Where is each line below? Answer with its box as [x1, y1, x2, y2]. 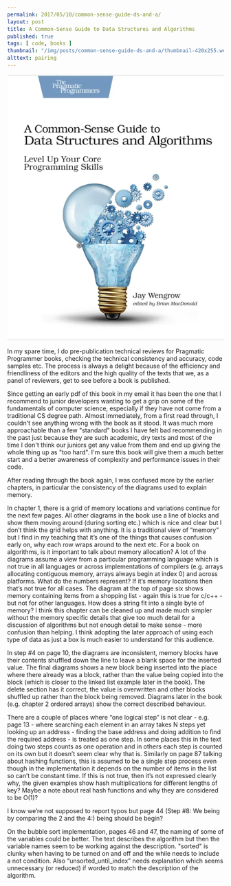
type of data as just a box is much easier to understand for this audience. [7, 635, 214, 643]
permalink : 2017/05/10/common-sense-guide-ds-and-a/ [7, 11, 162, 18]
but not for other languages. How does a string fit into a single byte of [7, 599, 205, 607]
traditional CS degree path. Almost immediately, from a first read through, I [7, 411, 219, 419]
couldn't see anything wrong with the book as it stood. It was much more [7, 419, 214, 427]
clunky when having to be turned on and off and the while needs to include [7, 849, 220, 857]
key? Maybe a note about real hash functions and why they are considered [7, 786, 219, 794]
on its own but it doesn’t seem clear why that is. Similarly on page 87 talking [7, 749, 222, 757]
